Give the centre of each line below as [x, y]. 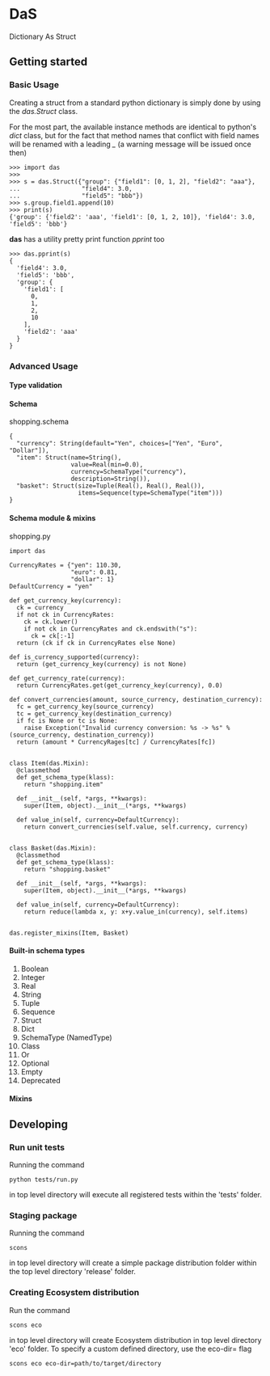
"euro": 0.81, [94, 572]
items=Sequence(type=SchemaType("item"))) [150, 493]
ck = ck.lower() [51, 622]
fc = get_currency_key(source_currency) [85, 707]
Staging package [43, 1215]
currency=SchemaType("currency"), [129, 472]
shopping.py [30, 536]
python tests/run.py [44, 1180]
